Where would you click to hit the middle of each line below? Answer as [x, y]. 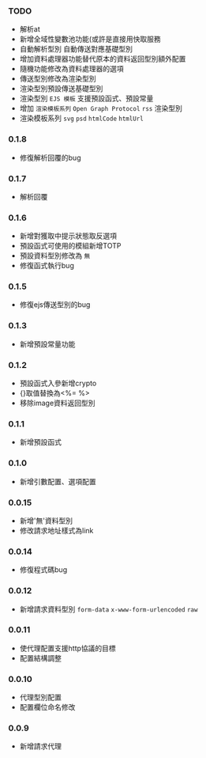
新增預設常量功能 [47, 344]
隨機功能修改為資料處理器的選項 [71, 69]
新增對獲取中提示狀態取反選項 [68, 236]
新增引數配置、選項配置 [58, 481]
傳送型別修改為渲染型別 [58, 79]
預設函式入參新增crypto [58, 383]
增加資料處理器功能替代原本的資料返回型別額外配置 [103, 59]
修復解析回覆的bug [50, 157]
